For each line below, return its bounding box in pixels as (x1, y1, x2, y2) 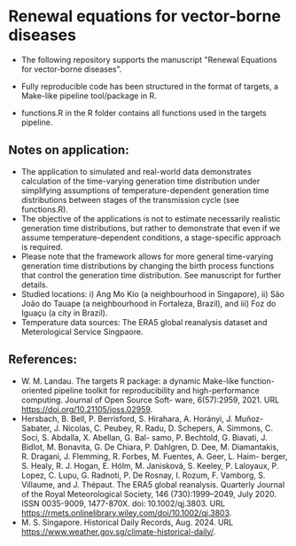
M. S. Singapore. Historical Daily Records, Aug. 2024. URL (20, 517, 234, 527)
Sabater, (20, 423, 52, 433)
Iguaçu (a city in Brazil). (20, 308, 108, 318)
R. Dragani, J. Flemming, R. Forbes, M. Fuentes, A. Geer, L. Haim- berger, (20, 450, 288, 462)
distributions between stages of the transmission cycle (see (20, 194, 240, 205)
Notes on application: (8, 143, 129, 158)
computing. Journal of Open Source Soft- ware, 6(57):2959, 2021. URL (20, 394, 280, 405)
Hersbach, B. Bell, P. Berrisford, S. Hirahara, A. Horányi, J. (20, 413, 233, 424)
